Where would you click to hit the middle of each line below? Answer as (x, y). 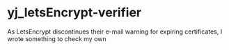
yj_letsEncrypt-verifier (74, 13)
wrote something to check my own (57, 38)
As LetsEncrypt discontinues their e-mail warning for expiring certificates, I (115, 32)
